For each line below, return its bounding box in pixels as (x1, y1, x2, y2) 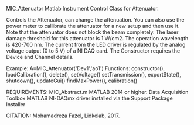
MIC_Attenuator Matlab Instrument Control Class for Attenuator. (6, 5, 159, 12)
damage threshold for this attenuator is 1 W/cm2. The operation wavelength (6, 35, 189, 41)
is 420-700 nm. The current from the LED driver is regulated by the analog (6, 41, 186, 48)
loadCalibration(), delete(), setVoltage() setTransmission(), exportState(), (6, 71, 182, 78)
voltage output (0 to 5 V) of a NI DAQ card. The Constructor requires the (6, 47, 181, 54)
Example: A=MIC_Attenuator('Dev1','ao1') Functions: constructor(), (6, 65, 165, 72)
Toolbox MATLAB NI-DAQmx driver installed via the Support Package (6, 95, 173, 102)
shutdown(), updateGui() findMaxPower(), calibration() (6, 77, 138, 84)
